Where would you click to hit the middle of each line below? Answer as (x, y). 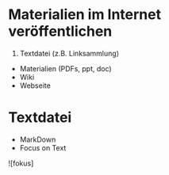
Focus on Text (43, 147)
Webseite (35, 86)
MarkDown (38, 139)
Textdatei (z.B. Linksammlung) (69, 53)
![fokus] (21, 163)
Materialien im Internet (84, 15)
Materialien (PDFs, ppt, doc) (66, 68)
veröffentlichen (60, 31)
